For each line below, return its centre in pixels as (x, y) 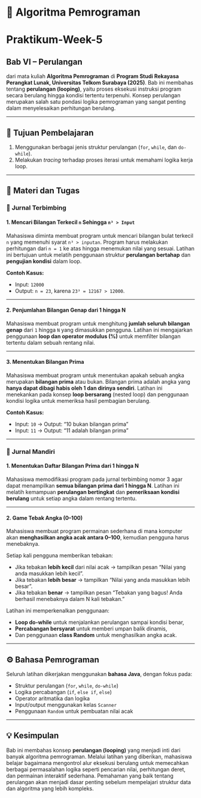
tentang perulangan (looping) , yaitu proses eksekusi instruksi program (94, 89)
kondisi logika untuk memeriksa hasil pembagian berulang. (78, 401)
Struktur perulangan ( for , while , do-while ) (66, 686)
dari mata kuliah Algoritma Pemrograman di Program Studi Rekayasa (93, 76)
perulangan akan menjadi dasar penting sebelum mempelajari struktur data (99, 782)
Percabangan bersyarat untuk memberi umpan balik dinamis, (91, 629)
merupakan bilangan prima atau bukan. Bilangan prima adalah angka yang (98, 381)
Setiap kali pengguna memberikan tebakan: (60, 555)
